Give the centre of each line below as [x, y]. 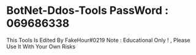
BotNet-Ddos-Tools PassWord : [87, 11]
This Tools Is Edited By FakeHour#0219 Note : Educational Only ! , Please [99, 40]
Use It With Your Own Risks [41, 47]
